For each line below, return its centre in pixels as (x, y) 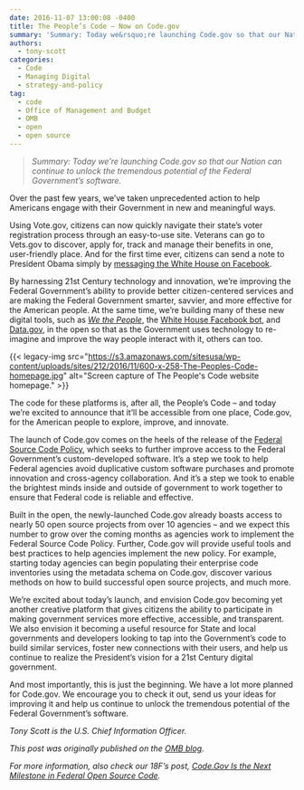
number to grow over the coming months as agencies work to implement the (152, 534)
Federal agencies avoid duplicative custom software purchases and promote (152, 468)
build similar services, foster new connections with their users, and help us (149, 647)
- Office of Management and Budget (85, 110)
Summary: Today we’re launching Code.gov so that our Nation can (157, 161)
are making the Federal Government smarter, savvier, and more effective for (151, 300)
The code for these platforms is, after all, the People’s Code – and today (143, 403)
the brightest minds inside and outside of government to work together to (146, 487)
